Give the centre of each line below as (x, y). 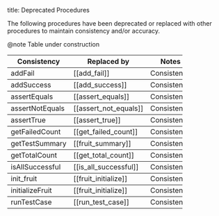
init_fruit (24, 178)
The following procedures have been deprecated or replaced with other (109, 23)
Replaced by (108, 61)
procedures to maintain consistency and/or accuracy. (84, 31)
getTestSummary (39, 143)
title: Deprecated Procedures (49, 10)
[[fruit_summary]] (102, 143)
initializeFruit (31, 190)
